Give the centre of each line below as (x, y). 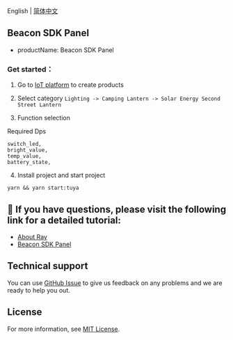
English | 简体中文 (33, 11)
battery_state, (29, 163)
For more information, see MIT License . (64, 329)
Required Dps (27, 131)
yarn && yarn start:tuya (43, 188)
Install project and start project (61, 175)
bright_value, (28, 150)
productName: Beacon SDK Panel (66, 50)
